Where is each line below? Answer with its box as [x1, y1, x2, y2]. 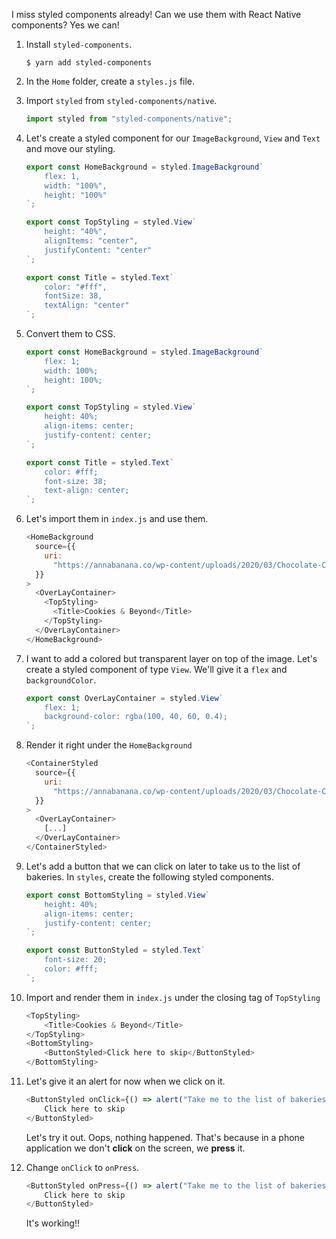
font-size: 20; [44, 955, 108, 965]
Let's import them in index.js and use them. [25, 513, 209, 525]
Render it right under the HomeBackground [25, 739, 193, 751]
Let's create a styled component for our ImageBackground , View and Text [25, 132, 321, 144]
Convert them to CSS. [25, 328, 116, 339]
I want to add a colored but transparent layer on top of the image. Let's [25, 652, 318, 664]
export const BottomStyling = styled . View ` [25, 890, 211, 900]
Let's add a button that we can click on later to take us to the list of [25, 860, 301, 872]
